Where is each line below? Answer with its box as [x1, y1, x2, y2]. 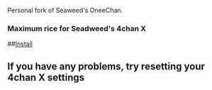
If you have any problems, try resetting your [7, 60, 206, 72]
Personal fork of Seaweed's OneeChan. [7, 6, 123, 14]
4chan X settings [7, 71, 85, 84]
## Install [7, 40, 33, 48]
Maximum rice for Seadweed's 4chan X [7, 23, 147, 33]
